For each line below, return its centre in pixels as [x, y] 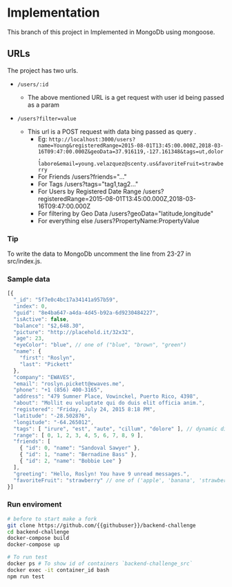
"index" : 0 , [31, 306]
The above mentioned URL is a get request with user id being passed [126, 97]
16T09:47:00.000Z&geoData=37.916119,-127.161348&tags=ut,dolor [130, 151]
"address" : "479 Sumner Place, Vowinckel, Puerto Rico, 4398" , [106, 396]
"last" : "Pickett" [46, 364]
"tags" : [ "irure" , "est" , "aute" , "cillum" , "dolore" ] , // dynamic [116, 429]
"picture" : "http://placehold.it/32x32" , [74, 332]
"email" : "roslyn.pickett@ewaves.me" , [69, 384]
